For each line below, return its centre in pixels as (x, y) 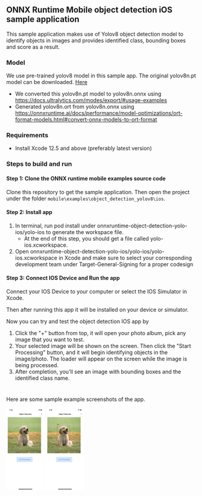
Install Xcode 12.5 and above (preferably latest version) (83, 148)
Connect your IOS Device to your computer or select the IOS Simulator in (97, 291)
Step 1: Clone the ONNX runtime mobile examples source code (86, 178)
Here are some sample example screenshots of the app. (76, 399)
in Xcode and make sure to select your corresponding (125, 258)
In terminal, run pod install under (55, 226)
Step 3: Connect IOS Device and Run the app (63, 278)
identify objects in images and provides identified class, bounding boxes (96, 40)
